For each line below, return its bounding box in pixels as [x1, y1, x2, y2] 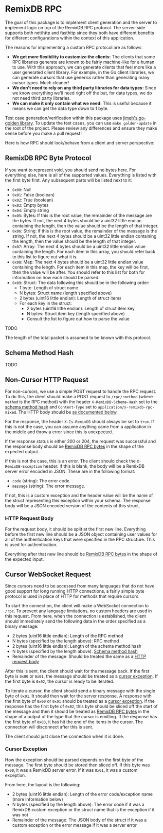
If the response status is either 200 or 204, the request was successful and [5, 439, 156, 444]
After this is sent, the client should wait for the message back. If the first [5, 668, 149, 674]
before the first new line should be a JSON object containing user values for [5, 531, 157, 537]
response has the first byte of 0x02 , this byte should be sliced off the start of [5, 704, 158, 709]
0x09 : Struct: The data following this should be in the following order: [12, 280, 150, 285]
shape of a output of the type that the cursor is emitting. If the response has [5, 714, 157, 720]
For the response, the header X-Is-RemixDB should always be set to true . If [5, 419, 154, 425]
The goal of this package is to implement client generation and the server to [5, 19, 157, 25]
